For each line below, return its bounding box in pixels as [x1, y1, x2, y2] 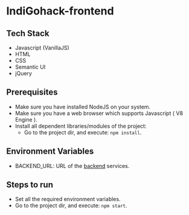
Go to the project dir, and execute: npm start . [14, 202, 128, 209]
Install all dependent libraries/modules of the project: [14, 122, 147, 129]
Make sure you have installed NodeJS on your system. [14, 103, 151, 110]
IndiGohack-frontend [6, 4, 114, 18]
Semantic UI [14, 63, 46, 70]
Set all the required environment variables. [14, 196, 121, 203]
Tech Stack [6, 28, 50, 39]
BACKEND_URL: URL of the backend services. [14, 162, 130, 169]
